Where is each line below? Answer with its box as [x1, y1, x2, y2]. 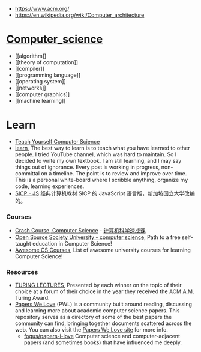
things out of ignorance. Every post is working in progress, [14, 163, 160, 171]
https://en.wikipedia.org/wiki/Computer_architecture [14, 11, 145, 19]
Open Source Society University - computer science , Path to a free [14, 234, 181, 241]
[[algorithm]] [14, 52, 47, 59]
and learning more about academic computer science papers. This [14, 307, 180, 314]
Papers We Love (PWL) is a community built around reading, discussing [14, 300, 193, 308]
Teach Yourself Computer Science [14, 138, 100, 145]
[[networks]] [14, 84, 46, 91]
